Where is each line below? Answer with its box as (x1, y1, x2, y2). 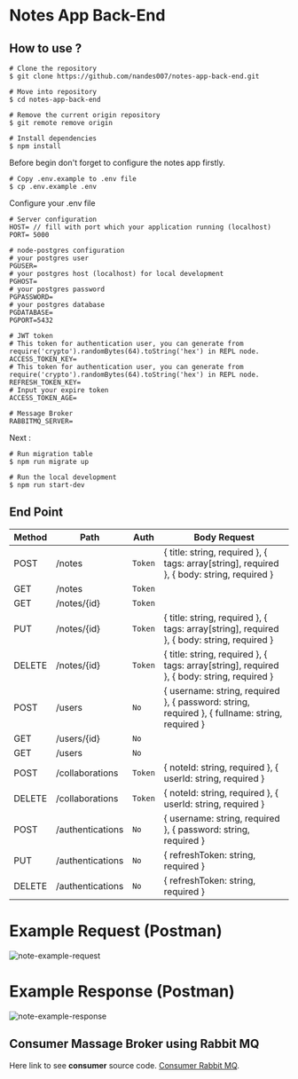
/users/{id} (56, 732, 100, 744)
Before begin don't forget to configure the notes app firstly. (9, 157, 226, 168)
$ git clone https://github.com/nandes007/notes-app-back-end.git (9, 72, 260, 81)
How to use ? (9, 41, 82, 56)
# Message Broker (9, 409, 74, 418)
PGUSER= (9, 262, 38, 271)
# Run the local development (9, 473, 117, 482)
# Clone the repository (9, 64, 98, 73)
